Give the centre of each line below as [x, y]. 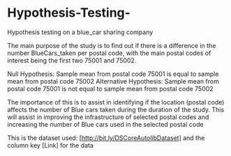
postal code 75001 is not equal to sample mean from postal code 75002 [111, 88]
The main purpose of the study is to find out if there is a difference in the [112, 45]
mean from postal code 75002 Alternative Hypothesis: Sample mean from [113, 81]
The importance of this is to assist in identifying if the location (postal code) [116, 102]
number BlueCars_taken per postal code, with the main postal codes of [109, 53]
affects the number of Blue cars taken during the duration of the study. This [116, 109]
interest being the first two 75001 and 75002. [72, 60]
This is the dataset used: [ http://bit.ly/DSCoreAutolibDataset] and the [106, 138]
